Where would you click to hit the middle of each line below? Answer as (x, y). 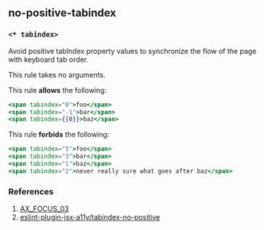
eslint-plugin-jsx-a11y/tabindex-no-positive (90, 217)
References (31, 191)
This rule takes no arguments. (57, 75)
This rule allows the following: (58, 90)
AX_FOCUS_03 (44, 209)
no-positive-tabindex (62, 13)
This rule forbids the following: (59, 135)
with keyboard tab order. (49, 59)
